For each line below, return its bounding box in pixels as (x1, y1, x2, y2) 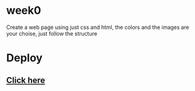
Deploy (6, 51, 43, 65)
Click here (6, 75, 45, 85)
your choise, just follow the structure (6, 30, 98, 37)
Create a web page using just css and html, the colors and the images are (6, 24, 190, 31)
